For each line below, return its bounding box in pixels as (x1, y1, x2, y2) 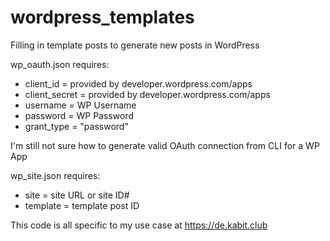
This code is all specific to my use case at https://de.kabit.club (10, 219, 268, 231)
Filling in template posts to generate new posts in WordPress (10, 39, 260, 51)
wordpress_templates (10, 6, 195, 29)
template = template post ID (24, 199, 140, 211)
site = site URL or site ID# (24, 189, 130, 201)
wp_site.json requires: (10, 169, 101, 181)
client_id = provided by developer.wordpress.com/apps (24, 77, 253, 90)
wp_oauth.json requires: (10, 58, 110, 70)
